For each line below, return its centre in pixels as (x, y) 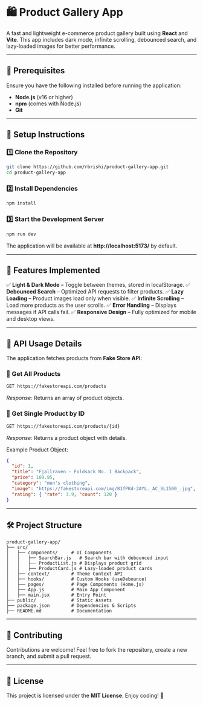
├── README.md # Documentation (59, 611)
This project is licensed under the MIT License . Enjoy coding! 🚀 (85, 695)
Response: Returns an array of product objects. (65, 398)
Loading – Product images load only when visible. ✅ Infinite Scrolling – (95, 298)
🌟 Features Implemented (53, 270)
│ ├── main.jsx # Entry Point (56, 595)
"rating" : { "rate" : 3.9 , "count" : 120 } (65, 494)
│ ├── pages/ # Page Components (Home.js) (76, 585)
